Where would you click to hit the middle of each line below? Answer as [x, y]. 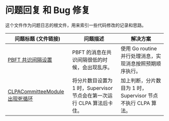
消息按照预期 [141, 63]
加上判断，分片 [138, 80]
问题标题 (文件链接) [37, 39]
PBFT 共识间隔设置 [30, 60]
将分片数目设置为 [92, 80]
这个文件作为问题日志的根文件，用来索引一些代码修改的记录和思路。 [76, 25]
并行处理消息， [138, 56]
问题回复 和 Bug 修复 [48, 10]
